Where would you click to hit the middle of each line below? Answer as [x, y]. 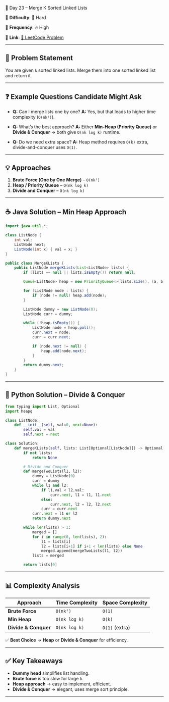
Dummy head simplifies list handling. [51, 673]
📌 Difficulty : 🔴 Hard [26, 17]
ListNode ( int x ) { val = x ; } [46, 249]
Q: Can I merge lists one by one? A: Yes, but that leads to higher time [84, 112]
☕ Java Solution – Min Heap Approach [66, 212]
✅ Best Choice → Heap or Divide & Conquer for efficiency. [67, 640]
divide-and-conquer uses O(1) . [45, 147]
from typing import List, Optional [43, 407]
